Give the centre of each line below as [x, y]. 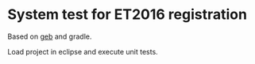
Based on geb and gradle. [50, 36]
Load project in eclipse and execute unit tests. [83, 51]
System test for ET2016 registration [127, 15]
